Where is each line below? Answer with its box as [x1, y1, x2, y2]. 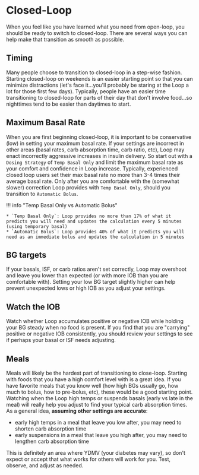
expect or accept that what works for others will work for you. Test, [6, 455, 171, 463]
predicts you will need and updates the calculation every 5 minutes [6, 218, 182, 224]
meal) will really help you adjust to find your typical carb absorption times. [6, 401, 188, 408]
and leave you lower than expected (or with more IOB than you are [6, 272, 169, 279]
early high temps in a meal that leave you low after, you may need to [14, 419, 182, 426]
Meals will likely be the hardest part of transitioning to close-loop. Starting [6, 369, 187, 376]
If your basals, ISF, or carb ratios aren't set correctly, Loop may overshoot [6, 265, 187, 273]
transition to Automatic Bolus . [6, 190, 78, 197]
